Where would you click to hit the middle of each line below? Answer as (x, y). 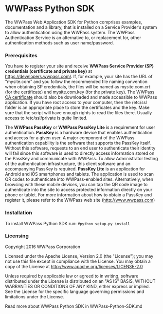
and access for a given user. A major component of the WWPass (70, 138)
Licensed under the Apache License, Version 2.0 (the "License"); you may (79, 256)
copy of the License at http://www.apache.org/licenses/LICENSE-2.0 (74, 266)
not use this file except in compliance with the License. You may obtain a (78, 261)
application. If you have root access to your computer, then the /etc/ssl (76, 103)
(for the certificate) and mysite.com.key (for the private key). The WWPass (80, 92)
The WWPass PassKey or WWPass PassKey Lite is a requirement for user (80, 127)
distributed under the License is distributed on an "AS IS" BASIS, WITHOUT (80, 281)
